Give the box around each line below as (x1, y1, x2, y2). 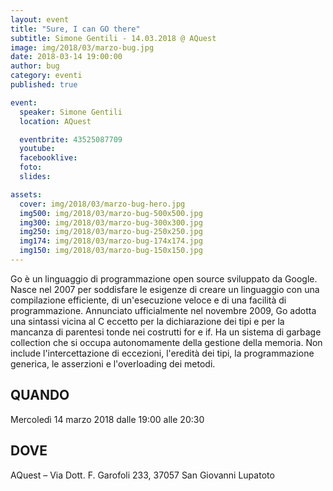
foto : (19, 162, 43, 173)
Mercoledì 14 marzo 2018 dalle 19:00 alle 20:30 (10, 413, 205, 425)
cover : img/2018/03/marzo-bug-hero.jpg (19, 199, 186, 209)
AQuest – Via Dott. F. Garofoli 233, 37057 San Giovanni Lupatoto (10, 469, 275, 481)
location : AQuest (19, 116, 92, 126)
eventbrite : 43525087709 (19, 134, 123, 145)
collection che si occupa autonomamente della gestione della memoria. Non (10, 336, 323, 348)
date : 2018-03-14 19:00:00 (10, 52, 123, 62)
